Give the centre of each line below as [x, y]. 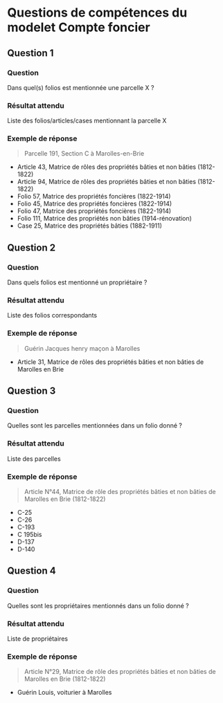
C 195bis [29, 535]
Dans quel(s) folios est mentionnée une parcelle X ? [81, 87]
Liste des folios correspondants [52, 316]
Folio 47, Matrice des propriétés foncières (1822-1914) [94, 211]
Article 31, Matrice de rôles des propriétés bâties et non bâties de [110, 362]
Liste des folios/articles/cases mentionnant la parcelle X [87, 121]
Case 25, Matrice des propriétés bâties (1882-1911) [90, 226]
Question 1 [30, 53]
